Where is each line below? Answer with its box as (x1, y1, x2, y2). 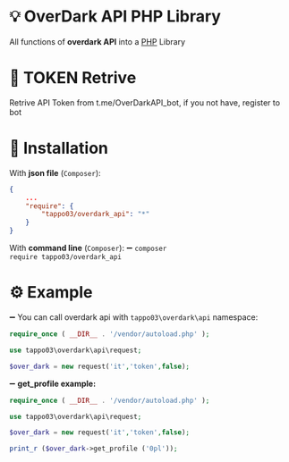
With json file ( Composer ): (9, 167, 101, 178)
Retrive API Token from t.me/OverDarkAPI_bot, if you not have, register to (9, 97, 280, 108)
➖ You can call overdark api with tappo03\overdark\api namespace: (9, 312, 259, 323)
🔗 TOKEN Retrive (9, 68, 137, 88)
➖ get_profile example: (9, 378, 97, 389)
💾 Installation (9, 139, 109, 158)
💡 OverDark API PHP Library (9, 6, 222, 27)
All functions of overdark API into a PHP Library (9, 36, 186, 46)
